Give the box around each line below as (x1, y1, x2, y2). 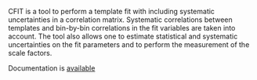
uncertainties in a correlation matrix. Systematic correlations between (8, 15, 233, 24)
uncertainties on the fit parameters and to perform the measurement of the (8, 40, 250, 49)
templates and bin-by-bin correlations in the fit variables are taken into (8, 24, 236, 32)
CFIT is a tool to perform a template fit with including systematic (8, 7, 215, 16)
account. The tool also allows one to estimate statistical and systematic (8, 31, 238, 41)
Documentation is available (8, 64, 96, 73)
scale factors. (8, 49, 52, 57)
